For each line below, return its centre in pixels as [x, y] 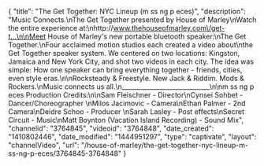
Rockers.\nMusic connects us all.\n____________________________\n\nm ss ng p [131, 87]
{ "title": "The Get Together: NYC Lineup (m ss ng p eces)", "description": [127, 11]
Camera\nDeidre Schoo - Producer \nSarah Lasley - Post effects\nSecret [126, 112]
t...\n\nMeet [27, 36]
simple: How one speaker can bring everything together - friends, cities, [125, 70]
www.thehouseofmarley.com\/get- [169, 28]
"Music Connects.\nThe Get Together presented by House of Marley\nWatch [132, 20]
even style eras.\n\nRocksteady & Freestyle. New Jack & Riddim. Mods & [126, 78]
